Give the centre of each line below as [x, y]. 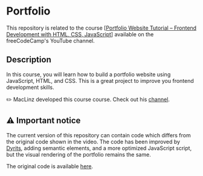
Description [29, 60]
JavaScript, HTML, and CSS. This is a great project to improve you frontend [100, 80]
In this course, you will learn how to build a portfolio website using [89, 74]
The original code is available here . [50, 166]
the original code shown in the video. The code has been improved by [93, 142]
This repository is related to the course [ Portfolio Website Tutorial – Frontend [101, 28]
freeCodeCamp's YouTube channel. [50, 41]
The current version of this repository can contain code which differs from [99, 135]
